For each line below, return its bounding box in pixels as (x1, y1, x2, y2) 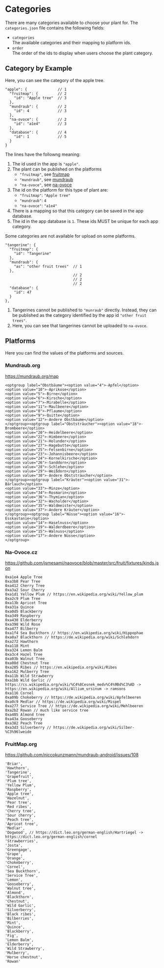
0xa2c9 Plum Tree (5, 596, 41, 601)
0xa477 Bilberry (5, 626, 38, 632)
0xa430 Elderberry (5, 618, 43, 623)
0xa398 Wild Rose (5, 622, 41, 627)
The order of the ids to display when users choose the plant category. (12, 50, 153, 56)
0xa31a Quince (5, 605, 34, 610)
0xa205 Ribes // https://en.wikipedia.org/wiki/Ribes (5, 665, 117, 670)
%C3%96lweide (5, 729, 32, 735)
